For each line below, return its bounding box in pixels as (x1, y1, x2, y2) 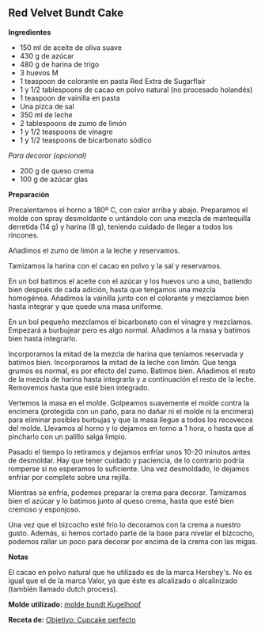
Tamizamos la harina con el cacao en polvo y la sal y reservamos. (8, 261, 222, 270)
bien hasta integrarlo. (8, 333, 78, 343)
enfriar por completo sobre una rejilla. (8, 472, 131, 482)
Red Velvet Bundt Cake (8, 6, 124, 20)
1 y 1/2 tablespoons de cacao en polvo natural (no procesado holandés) (19, 85, 253, 94)
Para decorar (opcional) (8, 150, 87, 160)
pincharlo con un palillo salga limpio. (8, 432, 127, 441)
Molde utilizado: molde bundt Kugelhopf (8, 600, 142, 609)
